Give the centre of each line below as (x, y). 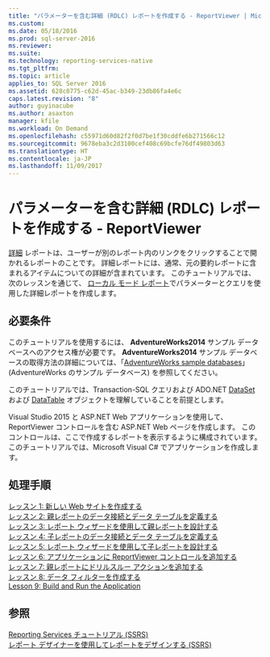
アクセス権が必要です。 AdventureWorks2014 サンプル (135, 352)
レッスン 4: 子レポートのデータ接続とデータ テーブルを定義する (114, 536)
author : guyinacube (41, 106)
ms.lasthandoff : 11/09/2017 (56, 166)
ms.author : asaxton (41, 114)
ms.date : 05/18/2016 (43, 31)
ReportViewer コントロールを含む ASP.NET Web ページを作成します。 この (132, 427)
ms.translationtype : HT (48, 151)
